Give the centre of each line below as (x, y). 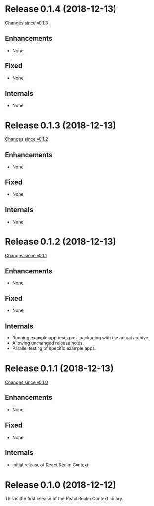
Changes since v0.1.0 (27, 382)
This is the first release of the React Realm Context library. (64, 499)
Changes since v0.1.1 (26, 255)
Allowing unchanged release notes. (48, 343)
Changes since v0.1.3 (27, 23)
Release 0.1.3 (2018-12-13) (60, 125)
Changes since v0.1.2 (27, 139)
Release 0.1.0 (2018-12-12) (61, 485)
